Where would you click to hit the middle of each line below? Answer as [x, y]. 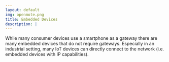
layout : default [22, 10]
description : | [21, 24]
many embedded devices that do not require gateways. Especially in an [80, 44]
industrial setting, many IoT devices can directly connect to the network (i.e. [84, 49]
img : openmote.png [25, 15]
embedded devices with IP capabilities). [47, 54]
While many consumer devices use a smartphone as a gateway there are [81, 38]
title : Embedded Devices [31, 19]
